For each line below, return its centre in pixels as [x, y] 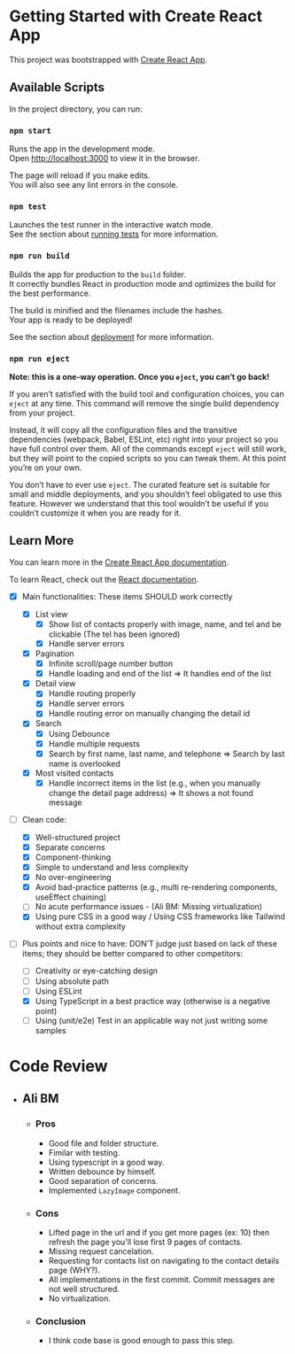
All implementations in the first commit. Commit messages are [162, 1279]
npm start [30, 131]
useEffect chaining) [71, 897]
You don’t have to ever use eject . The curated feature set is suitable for [140, 484]
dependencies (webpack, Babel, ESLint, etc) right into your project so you [144, 439]
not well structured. [84, 1288]
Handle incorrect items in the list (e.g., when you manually [155, 783]
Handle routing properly [92, 693]
